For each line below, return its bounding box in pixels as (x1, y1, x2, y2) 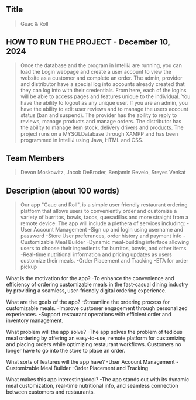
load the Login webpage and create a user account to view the (20, 68, 171, 75)
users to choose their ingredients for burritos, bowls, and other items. (20, 245, 188, 252)
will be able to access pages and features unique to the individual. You (20, 93, 191, 100)
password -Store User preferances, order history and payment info (20, 232, 182, 239)
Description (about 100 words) (6, 185, 120, 195)
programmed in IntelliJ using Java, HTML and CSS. (20, 136, 143, 143)
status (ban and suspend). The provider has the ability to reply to (20, 111, 177, 119)
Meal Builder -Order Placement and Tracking (40, 365, 148, 372)
